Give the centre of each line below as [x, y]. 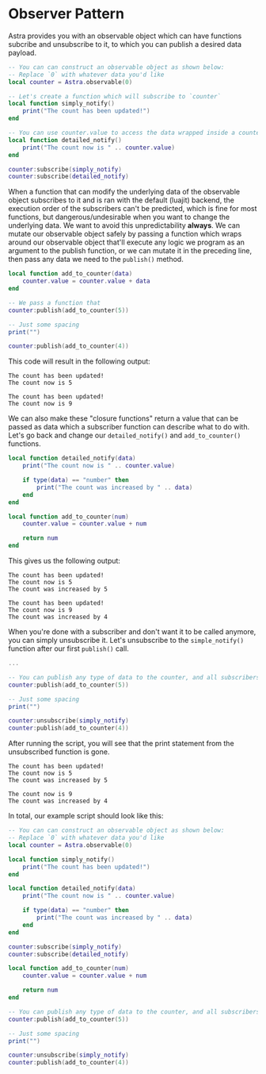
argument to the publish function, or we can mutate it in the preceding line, [130, 251]
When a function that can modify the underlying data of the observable [124, 192]
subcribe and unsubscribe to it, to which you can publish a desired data [125, 44]
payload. [23, 52]
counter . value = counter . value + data [86, 281]
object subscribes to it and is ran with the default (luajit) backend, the [122, 200]
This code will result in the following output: [79, 361]
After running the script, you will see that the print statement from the [122, 744]
